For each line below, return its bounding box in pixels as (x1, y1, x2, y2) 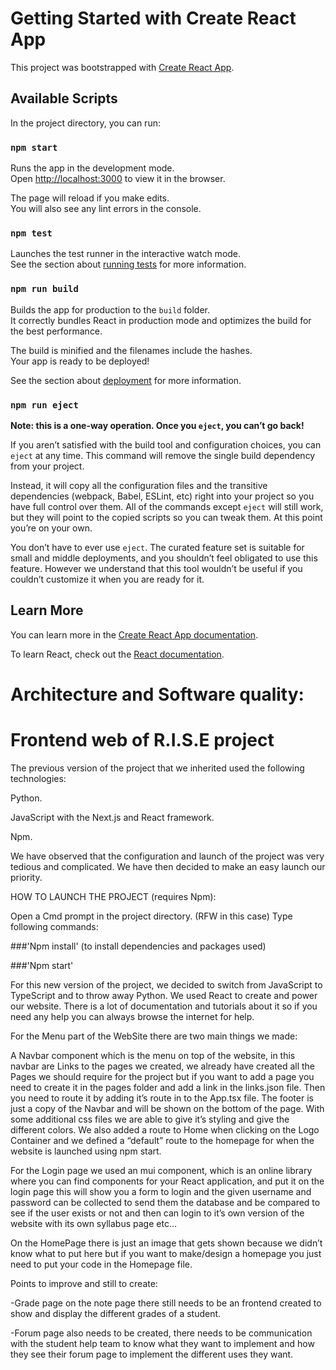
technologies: (10, 772, 67, 784)
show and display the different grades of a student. (10, 1307, 222, 1319)
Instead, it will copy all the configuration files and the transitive (10, 479, 268, 491)
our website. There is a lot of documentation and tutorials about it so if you (10, 1000, 318, 1012)
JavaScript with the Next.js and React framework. (10, 811, 215, 823)
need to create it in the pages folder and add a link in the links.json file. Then (10, 1081, 326, 1093)
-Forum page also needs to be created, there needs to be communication (10, 1327, 313, 1339)
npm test (10, 227, 53, 239)
